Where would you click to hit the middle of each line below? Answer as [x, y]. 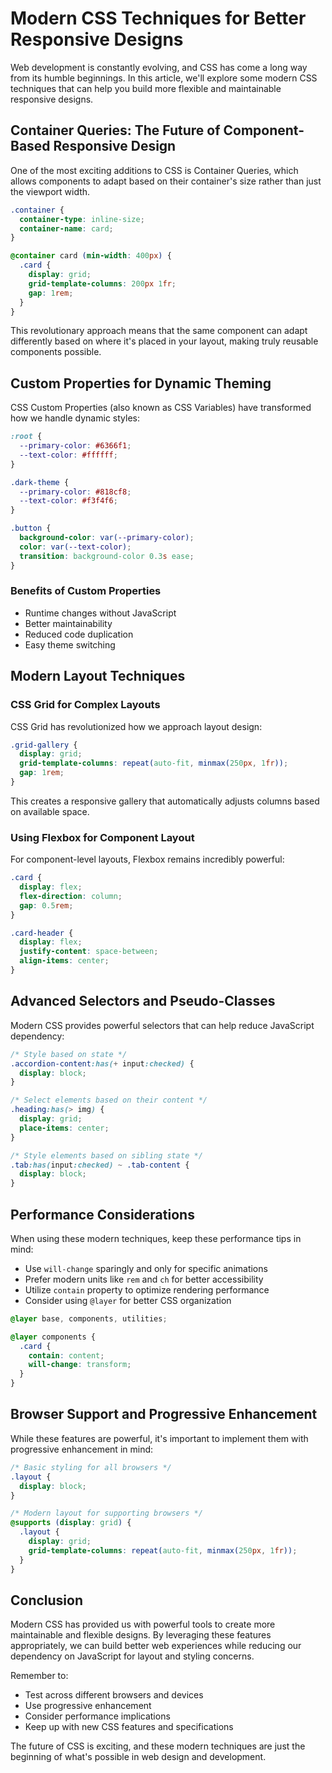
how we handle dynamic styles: [75, 418]
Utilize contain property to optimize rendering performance [147, 1289]
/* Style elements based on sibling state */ [106, 1155]
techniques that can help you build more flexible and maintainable [146, 88]
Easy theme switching [70, 644]
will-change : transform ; [80, 1365]
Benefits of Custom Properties [86, 591]
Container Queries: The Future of [115, 130]
